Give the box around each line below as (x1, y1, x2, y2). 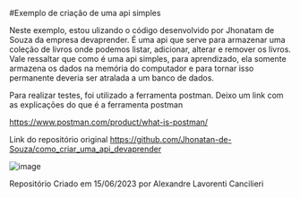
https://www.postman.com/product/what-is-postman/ (9, 116, 209, 127)
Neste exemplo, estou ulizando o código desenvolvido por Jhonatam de (9, 25, 275, 35)
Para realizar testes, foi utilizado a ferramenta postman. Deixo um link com (9, 90, 284, 100)
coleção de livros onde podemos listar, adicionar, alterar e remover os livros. (9, 44, 291, 55)
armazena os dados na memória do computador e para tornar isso (9, 63, 254, 73)
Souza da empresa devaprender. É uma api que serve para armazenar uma (9, 35, 286, 45)
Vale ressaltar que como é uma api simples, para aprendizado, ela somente (9, 54, 287, 64)
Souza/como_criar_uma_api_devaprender (9, 143, 162, 154)
